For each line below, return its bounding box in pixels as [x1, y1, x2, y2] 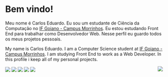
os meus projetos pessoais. [5, 36, 62, 42]
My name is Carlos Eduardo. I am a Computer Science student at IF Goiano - [5, 45, 162, 51]
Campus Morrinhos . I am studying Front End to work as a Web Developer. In [5, 51, 161, 57]
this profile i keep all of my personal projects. [5, 56, 98, 62]
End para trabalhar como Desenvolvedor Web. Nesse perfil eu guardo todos [5, 30, 161, 36]
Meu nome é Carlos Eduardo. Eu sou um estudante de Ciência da [5, 20, 140, 26]
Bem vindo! [5, 3, 53, 15]
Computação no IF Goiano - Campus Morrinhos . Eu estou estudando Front [5, 25, 158, 31]
